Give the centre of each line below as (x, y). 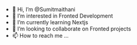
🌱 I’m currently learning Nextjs (50, 22)
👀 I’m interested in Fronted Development (62, 16)
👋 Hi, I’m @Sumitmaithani (44, 9)
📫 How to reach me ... (40, 36)
